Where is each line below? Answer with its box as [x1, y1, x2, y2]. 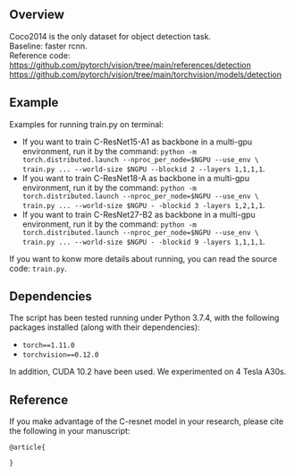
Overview [9, 7, 65, 22]
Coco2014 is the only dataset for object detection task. [9, 30, 212, 41]
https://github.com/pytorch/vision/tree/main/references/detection [9, 59, 252, 70]
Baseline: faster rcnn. [9, 40, 88, 51]
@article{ [9, 443, 46, 452]
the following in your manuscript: [9, 426, 131, 437]
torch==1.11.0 [21, 341, 75, 351]
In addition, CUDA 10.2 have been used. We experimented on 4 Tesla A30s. [9, 367, 287, 377]
